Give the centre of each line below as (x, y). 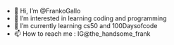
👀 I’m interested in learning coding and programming (90, 18)
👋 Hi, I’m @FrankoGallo (47, 11)
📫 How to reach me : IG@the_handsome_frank (82, 34)
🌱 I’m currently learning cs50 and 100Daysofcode (86, 26)
